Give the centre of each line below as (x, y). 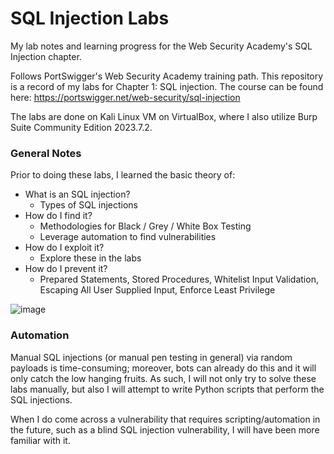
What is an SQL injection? (77, 194)
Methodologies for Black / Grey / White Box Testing (145, 226)
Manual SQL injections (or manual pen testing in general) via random (151, 357)
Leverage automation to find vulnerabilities (128, 237)
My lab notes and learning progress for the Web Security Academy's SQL (161, 46)
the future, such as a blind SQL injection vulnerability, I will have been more (165, 429)
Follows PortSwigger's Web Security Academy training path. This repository (167, 76)
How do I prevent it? (66, 269)
